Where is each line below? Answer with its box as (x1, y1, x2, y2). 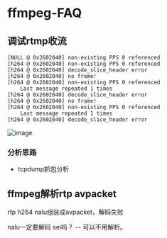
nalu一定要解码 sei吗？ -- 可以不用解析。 (7, 223, 126, 232)
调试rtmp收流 (7, 35, 68, 47)
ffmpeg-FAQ (7, 5, 82, 21)
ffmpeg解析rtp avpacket (7, 188, 117, 200)
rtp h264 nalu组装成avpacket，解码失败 (7, 208, 124, 217)
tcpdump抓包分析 (17, 165, 70, 174)
